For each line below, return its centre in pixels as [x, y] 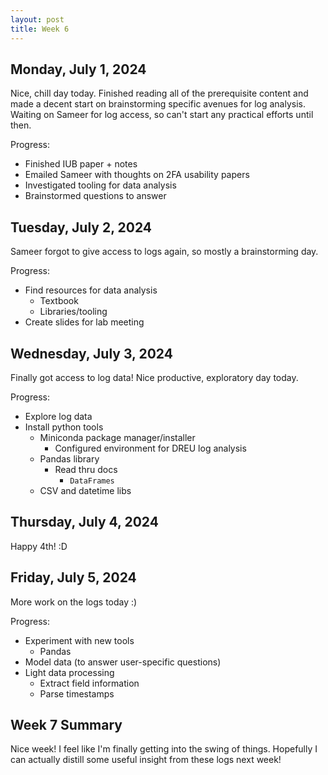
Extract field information [89, 683]
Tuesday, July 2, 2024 [81, 227]
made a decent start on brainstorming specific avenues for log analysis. [158, 104]
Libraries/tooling [73, 312]
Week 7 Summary [66, 724]
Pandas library [69, 458]
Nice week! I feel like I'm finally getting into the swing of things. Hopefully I [164, 749]
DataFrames [92, 481]
